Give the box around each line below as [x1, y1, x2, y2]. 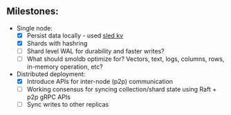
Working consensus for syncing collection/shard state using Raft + [26, 85, 217, 94]
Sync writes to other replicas [26, 100, 109, 109]
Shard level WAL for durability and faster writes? [26, 46, 165, 55]
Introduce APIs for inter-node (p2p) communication [26, 78, 174, 86]
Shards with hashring [26, 39, 88, 47]
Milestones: [6, 6, 59, 17]
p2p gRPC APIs [26, 93, 71, 101]
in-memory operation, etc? [26, 62, 103, 71]
